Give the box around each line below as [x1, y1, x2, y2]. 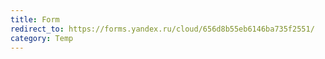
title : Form [10, 14, 60, 25]
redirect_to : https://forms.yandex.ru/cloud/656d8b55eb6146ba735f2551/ [10, 24, 315, 34]
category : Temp [10, 33, 74, 43]
